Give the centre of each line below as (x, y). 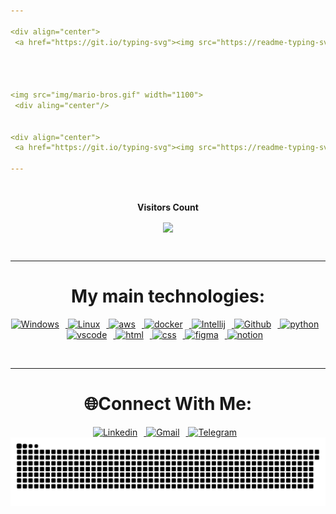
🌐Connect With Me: (168, 404)
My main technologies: (168, 296)
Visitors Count (168, 207)
